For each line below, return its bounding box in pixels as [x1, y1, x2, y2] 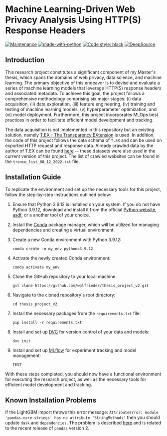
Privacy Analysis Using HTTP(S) [5, 14, 141, 25]
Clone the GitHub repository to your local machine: [12, 273, 117, 279]
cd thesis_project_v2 [12, 301, 57, 306]
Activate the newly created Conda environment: [12, 255, 111, 261]
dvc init [12, 338, 31, 343]
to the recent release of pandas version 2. [5, 425, 90, 431]
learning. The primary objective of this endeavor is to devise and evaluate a [5, 79, 160, 85]
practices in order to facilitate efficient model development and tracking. [5, 116, 154, 123]
